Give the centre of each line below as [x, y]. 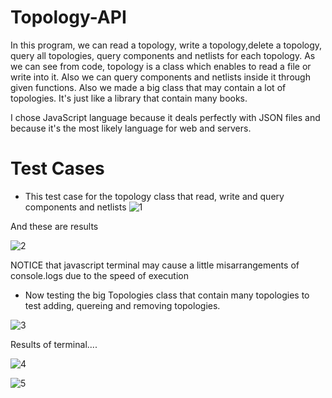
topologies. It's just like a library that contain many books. [129, 98]
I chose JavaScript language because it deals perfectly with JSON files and [165, 117]
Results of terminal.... [54, 344]
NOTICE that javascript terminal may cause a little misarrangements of [155, 265]
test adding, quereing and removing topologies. [122, 305]
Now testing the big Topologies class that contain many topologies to [167, 295]
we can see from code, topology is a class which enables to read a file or [161, 66]
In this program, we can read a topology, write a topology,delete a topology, [166, 45]
